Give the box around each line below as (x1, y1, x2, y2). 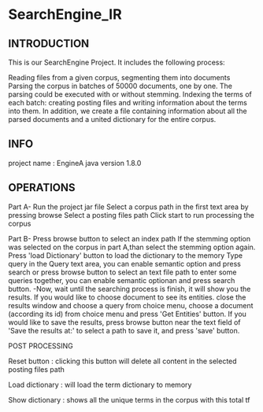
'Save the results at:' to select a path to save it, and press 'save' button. (8, 326, 240, 335)
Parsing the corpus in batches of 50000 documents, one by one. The (8, 81, 233, 90)
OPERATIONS (8, 181, 76, 194)
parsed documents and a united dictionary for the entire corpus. (8, 115, 217, 123)
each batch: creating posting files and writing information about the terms (8, 98, 248, 107)
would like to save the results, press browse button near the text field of (8, 317, 241, 327)
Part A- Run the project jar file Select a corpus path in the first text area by (8, 202, 250, 212)
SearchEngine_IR (8, 6, 122, 24)
